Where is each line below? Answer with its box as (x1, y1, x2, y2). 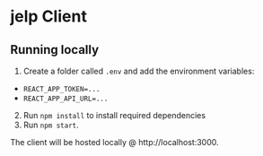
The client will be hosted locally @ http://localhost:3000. (10, 137, 219, 147)
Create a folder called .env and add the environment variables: (22, 65, 255, 76)
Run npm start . (22, 119, 79, 130)
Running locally (10, 42, 100, 57)
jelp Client (10, 6, 88, 27)
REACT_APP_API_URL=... (22, 94, 109, 103)
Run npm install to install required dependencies (22, 110, 206, 120)
